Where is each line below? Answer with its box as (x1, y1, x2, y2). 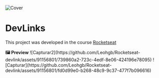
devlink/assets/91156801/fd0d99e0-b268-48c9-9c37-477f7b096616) (5, 67, 151, 73)
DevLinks (5, 23, 46, 34)
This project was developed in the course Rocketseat (5, 39, 117, 45)
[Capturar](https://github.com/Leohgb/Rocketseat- (5, 62, 112, 68)
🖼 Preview (5, 49, 29, 55)
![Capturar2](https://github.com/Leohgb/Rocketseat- (29, 49, 141, 55)
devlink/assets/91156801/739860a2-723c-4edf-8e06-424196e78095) (5, 56, 152, 63)
